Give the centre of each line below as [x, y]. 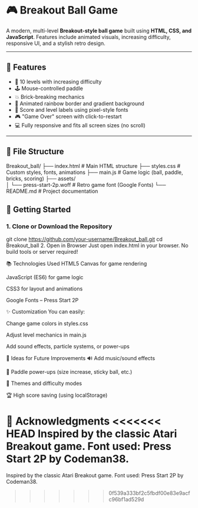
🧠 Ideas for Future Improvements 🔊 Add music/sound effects [80, 358]
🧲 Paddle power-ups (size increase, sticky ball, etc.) [69, 372]
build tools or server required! [42, 252]
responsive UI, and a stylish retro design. [56, 43]
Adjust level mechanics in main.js [46, 335]
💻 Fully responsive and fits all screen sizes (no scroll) [80, 125]
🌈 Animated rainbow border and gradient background [79, 103]
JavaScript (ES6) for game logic [45, 277]
